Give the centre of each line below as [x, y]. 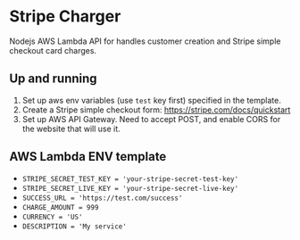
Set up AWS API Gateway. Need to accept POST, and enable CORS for [151, 119]
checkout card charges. [53, 50]
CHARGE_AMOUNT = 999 [60, 207]
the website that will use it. [71, 128]
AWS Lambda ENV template [88, 157]
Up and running [53, 79]
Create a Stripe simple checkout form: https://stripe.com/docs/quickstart [156, 110]
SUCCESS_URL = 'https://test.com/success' [102, 198]
